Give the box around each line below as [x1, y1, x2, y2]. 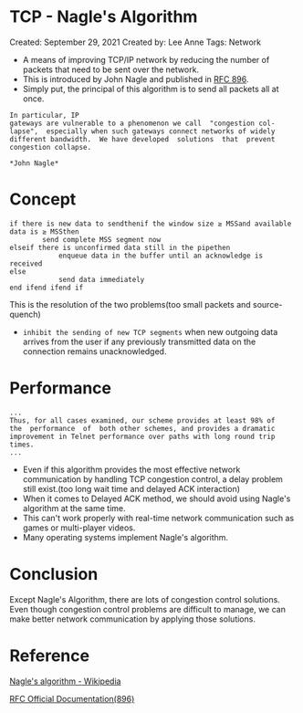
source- [252, 299, 283, 309]
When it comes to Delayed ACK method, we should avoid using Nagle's [22, 493, 291, 504]
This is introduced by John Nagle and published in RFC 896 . [22, 73, 249, 84]
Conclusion [9, 564, 99, 584]
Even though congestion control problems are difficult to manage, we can [9, 603, 286, 614]
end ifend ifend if [9, 283, 84, 292]
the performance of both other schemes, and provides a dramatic [9, 424, 276, 433]
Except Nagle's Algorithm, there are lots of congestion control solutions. [9, 593, 280, 604]
